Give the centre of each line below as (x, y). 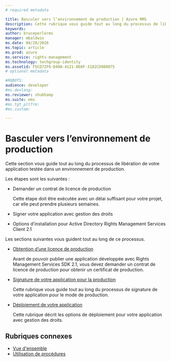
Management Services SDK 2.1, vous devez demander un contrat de (84, 264)
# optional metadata (27, 71)
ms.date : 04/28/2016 (27, 43)
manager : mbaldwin (25, 38)
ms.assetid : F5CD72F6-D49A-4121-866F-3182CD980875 (60, 67)
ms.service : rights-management (38, 57)
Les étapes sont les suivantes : (38, 179)
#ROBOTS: (15, 81)
